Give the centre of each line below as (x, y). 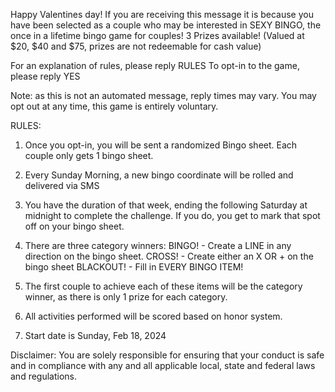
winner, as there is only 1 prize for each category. (126, 297)
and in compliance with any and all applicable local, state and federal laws (163, 365)
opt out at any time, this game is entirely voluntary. (114, 106)
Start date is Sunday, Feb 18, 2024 (95, 335)
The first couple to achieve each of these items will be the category (163, 286)
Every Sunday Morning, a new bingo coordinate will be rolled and (159, 175)
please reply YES (45, 76)
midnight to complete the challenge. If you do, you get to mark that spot (172, 215)
